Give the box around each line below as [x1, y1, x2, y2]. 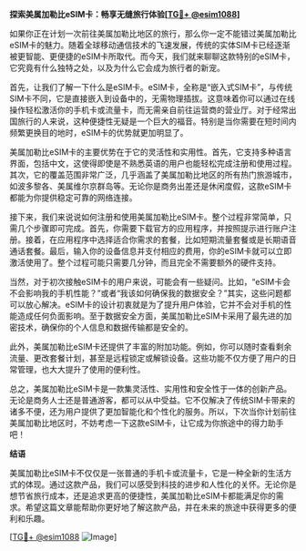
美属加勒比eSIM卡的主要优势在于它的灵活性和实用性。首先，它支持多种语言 [9, 147, 292, 158]
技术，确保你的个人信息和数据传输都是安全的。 [16, 322, 193, 332]
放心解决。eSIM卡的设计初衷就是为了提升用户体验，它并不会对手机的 [25, 300, 284, 310]
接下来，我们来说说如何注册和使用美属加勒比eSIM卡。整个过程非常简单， [9, 211, 284, 222]
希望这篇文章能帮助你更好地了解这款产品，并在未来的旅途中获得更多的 [25, 502, 289, 513]
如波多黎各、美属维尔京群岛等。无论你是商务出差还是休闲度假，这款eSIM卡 [9, 181, 292, 191]
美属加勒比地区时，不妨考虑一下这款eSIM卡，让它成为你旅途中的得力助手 [9, 418, 284, 428]
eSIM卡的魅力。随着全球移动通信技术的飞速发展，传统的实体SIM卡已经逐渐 [9, 40, 291, 50]
